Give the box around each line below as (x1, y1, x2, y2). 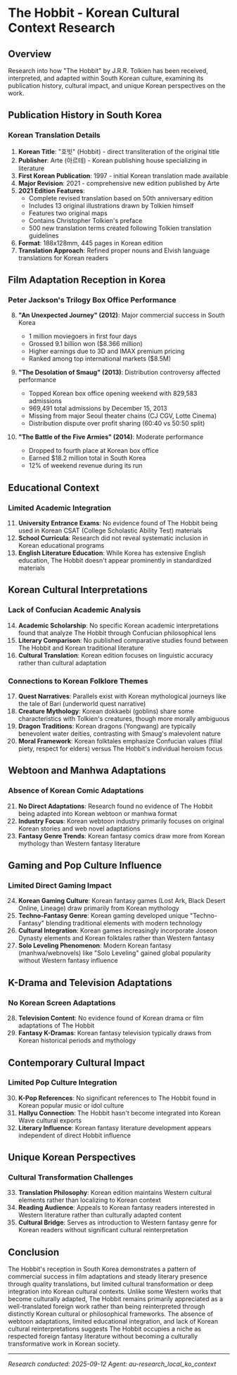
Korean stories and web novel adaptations (18, 824, 141, 833)
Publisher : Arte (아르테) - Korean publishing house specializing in (18, 156, 207, 165)
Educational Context (8, 482, 100, 494)
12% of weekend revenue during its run (28, 461, 143, 470)
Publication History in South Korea (8, 109, 162, 121)
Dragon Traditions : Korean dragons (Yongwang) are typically (18, 722, 196, 731)
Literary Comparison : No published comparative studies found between (18, 636, 229, 644)
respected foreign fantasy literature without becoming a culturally (8, 1332, 198, 1341)
